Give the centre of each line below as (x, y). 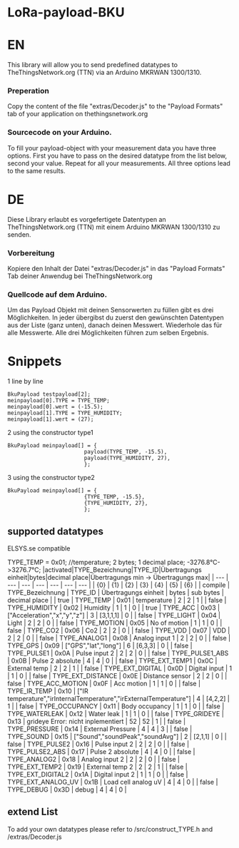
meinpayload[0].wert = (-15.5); (55, 407)
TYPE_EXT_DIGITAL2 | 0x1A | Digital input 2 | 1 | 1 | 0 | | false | (98, 774)
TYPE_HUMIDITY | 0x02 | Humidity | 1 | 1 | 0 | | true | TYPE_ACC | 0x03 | (113, 608)
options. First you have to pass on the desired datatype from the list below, (117, 155)
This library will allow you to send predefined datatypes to (93, 65)
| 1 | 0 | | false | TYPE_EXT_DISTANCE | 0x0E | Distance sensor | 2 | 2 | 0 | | (117, 676)
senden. (19, 234)
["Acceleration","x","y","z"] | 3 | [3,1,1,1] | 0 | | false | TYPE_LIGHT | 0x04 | (114, 615)
